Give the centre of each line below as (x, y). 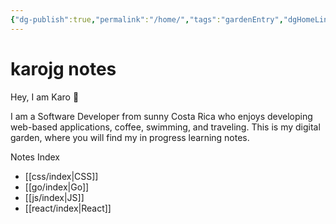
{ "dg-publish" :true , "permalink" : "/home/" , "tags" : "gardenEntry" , (147, 19)
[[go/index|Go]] (57, 187)
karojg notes (63, 68)
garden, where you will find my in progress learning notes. (130, 137)
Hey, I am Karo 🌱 (45, 97)
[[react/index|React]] (68, 208)
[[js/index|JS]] (54, 197)
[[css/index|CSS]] (61, 176)
